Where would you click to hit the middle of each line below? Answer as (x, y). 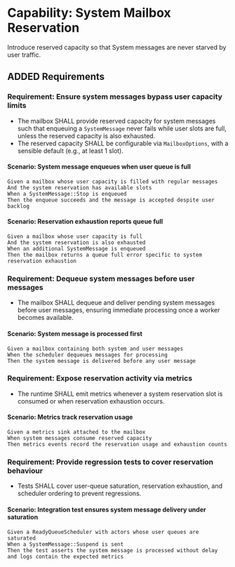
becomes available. (45, 318)
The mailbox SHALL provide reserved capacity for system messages (116, 121)
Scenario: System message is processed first (75, 333)
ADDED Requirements (56, 77)
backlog (19, 206)
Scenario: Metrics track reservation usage (70, 417)
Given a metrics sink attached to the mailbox (76, 432)
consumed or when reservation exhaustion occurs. (91, 401)
